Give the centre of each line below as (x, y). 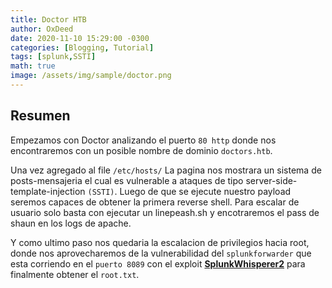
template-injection (48, 191)
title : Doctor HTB (48, 19)
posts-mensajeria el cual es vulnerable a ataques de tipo (127, 180)
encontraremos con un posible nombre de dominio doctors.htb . (141, 150)
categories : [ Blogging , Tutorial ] (82, 47)
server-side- (271, 180)
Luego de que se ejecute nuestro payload (205, 191)
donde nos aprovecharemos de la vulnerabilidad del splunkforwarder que (161, 253)
